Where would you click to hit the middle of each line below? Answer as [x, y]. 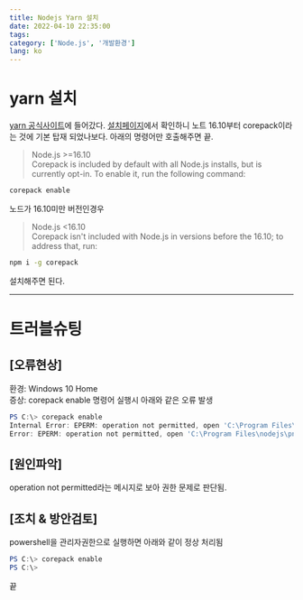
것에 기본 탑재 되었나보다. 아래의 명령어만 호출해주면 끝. [116, 137]
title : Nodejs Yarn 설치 [54, 18]
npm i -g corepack [44, 263]
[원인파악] [36, 464]
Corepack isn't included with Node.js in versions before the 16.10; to [157, 236]
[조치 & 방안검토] [53, 518]
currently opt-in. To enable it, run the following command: [138, 174]
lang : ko [26, 51]
